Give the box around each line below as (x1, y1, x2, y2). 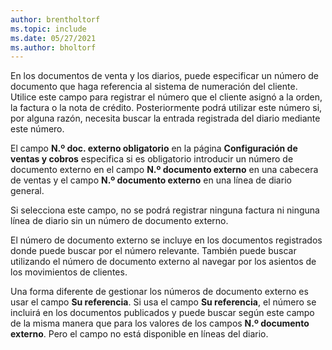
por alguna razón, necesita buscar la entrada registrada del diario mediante (10, 112, 321, 125)
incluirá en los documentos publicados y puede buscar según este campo (10, 307, 315, 319)
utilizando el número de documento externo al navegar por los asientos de (10, 256, 317, 268)
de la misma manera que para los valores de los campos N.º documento (10, 317, 310, 330)
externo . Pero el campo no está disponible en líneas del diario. (10, 328, 269, 340)
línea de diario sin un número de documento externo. (10, 215, 229, 227)
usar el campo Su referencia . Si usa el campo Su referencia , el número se (10, 296, 317, 308)
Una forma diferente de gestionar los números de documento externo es (10, 286, 309, 298)
